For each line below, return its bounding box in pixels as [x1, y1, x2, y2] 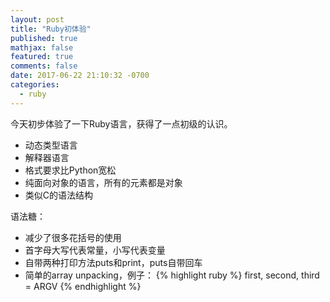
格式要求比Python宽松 [24, 164, 117, 176]
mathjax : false [10, 42, 74, 53]
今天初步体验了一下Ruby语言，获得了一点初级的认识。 [10, 117, 233, 130]
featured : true [10, 52, 74, 62]
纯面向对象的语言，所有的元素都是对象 [24, 176, 183, 188]
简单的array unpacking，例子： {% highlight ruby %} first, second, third [24, 269, 320, 281]
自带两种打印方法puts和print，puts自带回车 [24, 256, 203, 268]
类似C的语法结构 [24, 189, 94, 201]
